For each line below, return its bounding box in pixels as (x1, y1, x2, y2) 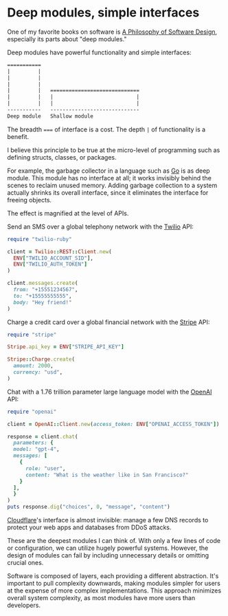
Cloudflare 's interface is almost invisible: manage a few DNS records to (7, 516, 209, 524)
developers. (7, 601, 41, 610)
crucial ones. (7, 559, 44, 567)
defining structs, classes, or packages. (7, 153, 117, 161)
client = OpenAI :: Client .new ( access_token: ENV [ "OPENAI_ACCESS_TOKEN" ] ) (7, 421, 220, 427)
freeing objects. (7, 195, 52, 204)
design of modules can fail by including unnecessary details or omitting (7, 551, 209, 560)
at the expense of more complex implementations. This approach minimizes (7, 586, 222, 595)
